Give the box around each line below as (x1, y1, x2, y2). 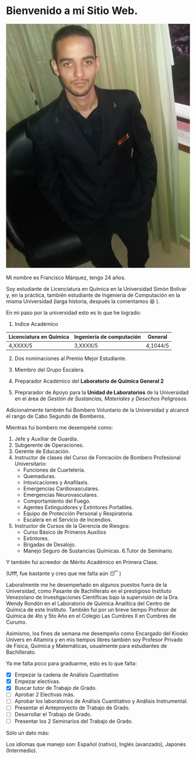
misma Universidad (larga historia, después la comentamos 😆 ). (6, 297, 160, 305)
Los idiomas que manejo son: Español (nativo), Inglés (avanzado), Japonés (6, 740, 186, 747)
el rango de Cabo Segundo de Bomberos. (6, 413, 106, 420)
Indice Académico (14, 320, 58, 327)
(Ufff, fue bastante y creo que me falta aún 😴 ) (6, 570, 121, 577)
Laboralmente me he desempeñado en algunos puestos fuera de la (6, 581, 167, 589)
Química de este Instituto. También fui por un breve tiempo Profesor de (6, 606, 177, 613)
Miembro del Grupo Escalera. (14, 366, 85, 373)
